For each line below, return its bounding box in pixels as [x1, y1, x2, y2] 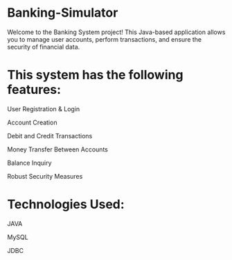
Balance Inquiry [7, 159, 52, 167]
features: [7, 82, 61, 98]
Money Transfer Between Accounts [7, 145, 109, 154]
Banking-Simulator [7, 5, 118, 21]
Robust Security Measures [7, 172, 83, 180]
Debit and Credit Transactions [7, 131, 93, 140]
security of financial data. [7, 42, 80, 51]
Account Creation [7, 118, 57, 127]
